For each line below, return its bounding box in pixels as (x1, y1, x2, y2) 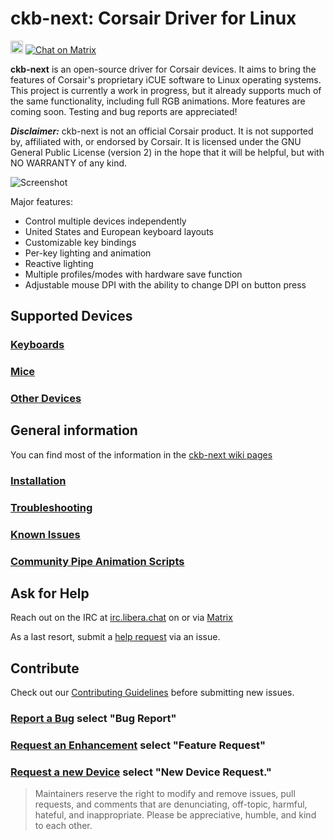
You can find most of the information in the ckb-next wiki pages (10, 448, 273, 461)
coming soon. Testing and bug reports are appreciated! (10, 105, 238, 117)
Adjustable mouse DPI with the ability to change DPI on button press (24, 278, 307, 291)
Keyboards (10, 338, 65, 352)
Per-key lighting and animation (24, 247, 152, 259)
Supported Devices (10, 308, 133, 325)
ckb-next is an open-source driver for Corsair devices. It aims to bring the (10, 63, 317, 75)
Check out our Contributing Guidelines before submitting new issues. (10, 687, 295, 699)
